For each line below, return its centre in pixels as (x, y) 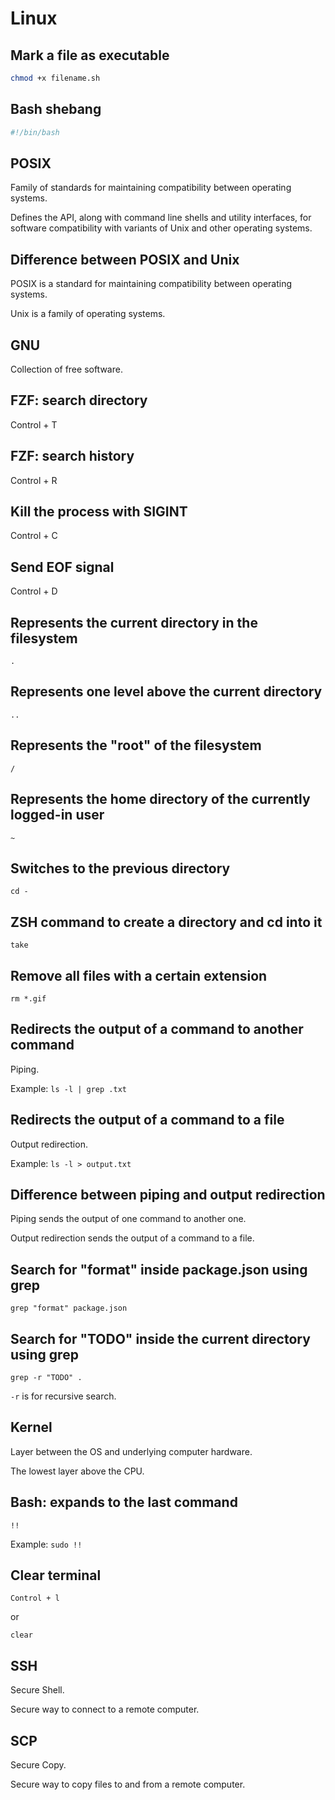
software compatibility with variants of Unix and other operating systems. (161, 228)
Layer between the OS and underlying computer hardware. (131, 1451)
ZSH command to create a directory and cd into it (166, 922)
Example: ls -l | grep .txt (68, 1088)
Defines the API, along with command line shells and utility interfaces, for (161, 218)
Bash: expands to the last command (124, 1502)
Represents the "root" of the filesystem (136, 745)
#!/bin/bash (35, 132)
